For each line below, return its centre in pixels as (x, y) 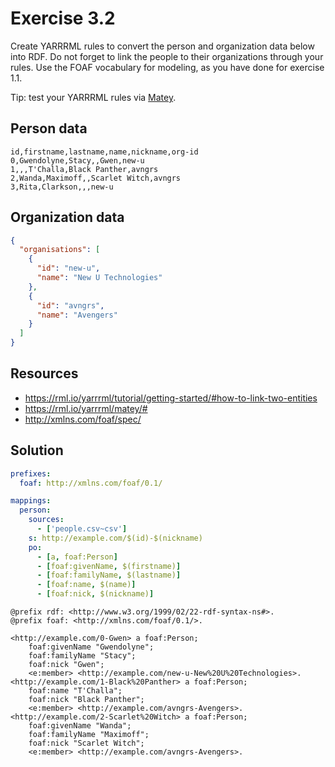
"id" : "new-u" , (68, 268)
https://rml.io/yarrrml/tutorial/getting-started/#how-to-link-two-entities (171, 398)
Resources (44, 373)
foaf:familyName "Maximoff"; (89, 735)
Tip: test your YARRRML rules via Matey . (93, 97)
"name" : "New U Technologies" (99, 278)
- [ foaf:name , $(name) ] (86, 585)
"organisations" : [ (60, 250)
